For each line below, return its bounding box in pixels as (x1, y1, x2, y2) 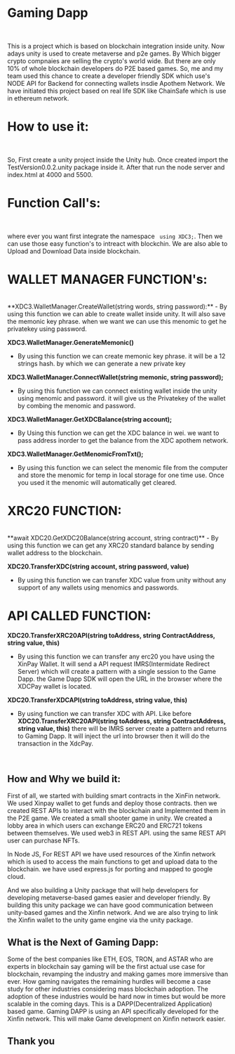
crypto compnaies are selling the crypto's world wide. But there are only (7, 56, 216, 65)
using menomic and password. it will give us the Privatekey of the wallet (17, 393, 226, 402)
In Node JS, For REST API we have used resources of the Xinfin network (7, 850, 216, 859)
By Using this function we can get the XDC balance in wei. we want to (17, 429, 220, 437)
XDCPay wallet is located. (17, 682, 93, 690)
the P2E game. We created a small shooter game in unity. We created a (7, 814, 213, 823)
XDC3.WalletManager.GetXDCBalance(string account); (7, 415, 173, 423)
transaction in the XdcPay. (17, 739, 93, 748)
